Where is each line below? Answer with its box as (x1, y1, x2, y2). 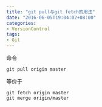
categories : (6, 20, 36, 26)
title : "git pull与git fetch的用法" (6, 8, 95, 15)
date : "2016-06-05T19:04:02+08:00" (6, 15, 97, 21)
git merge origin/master (6, 95, 69, 101)
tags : (6, 31, 20, 37)
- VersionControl (6, 25, 50, 32)
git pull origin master (6, 66, 67, 73)
